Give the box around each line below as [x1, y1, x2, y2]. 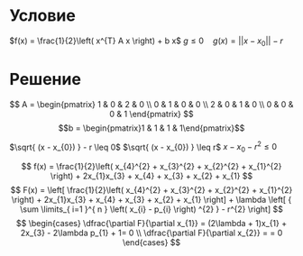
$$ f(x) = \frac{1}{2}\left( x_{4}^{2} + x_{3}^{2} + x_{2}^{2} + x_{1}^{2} [21, 161, 282, 172]
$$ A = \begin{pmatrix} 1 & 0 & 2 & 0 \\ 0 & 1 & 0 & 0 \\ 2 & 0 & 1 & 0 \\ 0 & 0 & [9, 98, 294, 109]
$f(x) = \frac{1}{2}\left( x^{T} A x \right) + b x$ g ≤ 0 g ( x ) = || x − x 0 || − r [9, 35, 284, 48]
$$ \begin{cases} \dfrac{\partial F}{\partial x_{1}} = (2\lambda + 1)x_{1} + [16, 218, 287, 229]
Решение [9, 69, 81, 89]
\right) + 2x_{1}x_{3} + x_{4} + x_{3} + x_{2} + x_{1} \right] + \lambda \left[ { [11, 195, 292, 206]
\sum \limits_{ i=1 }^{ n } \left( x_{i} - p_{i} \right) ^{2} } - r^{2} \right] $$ [19, 204, 284, 215]
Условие [9, 5, 77, 26]
